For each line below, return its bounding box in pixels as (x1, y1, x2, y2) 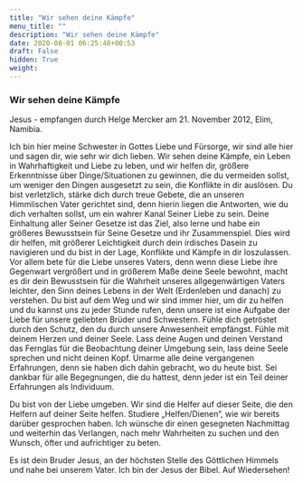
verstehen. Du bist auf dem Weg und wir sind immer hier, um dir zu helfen (9, 295, 284, 306)
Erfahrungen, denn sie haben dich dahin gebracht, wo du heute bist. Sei (9, 363, 278, 373)
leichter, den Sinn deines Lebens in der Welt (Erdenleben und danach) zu (9, 286, 282, 297)
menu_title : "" (9, 22, 67, 31)
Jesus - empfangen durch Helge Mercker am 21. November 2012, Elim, (9, 114, 273, 125)
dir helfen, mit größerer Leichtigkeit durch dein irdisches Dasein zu (9, 237, 258, 249)
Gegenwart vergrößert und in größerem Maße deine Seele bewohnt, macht (9, 266, 289, 277)
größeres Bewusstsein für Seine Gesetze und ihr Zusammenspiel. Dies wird (9, 228, 291, 239)
